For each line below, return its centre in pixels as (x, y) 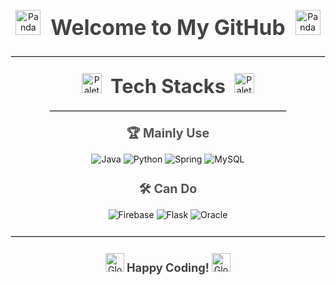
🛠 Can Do (168, 189)
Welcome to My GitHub (168, 27)
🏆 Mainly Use (168, 133)
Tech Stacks (168, 86)
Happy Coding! (168, 267)
